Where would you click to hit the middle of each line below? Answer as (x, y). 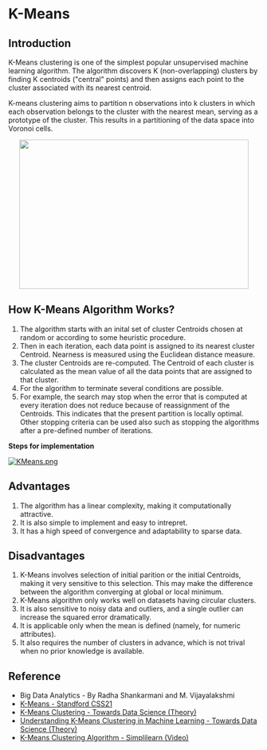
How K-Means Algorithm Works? (92, 310)
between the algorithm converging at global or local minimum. (122, 592)
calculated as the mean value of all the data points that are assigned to (136, 371)
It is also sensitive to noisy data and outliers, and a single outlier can (132, 609)
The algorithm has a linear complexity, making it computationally (126, 506)
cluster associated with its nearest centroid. (80, 88)
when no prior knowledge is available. (82, 651)
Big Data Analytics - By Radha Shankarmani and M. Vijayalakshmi (127, 695)
